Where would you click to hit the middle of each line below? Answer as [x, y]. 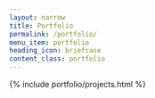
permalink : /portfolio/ [53, 34]
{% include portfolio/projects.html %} [78, 84]
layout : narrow [37, 17]
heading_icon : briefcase [55, 51]
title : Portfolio [41, 26]
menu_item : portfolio [49, 42]
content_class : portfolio [57, 59]
